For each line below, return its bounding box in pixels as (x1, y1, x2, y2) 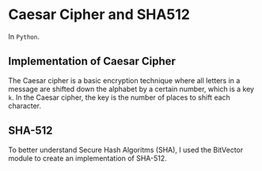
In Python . (8, 32, 40, 41)
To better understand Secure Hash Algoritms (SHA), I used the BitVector (8, 145, 244, 154)
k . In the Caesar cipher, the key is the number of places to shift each (8, 93, 231, 102)
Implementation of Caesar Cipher (8, 55, 177, 68)
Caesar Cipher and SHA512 (8, 6, 190, 24)
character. (8, 101, 42, 110)
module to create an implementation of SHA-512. (8, 153, 168, 163)
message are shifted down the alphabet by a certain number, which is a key (8, 84, 255, 93)
